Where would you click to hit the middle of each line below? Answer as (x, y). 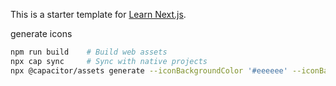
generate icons (41, 33)
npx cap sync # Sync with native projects (109, 61)
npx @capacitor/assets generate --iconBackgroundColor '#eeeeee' (149, 70)
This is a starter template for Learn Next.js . (98, 14)
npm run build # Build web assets (89, 52)
